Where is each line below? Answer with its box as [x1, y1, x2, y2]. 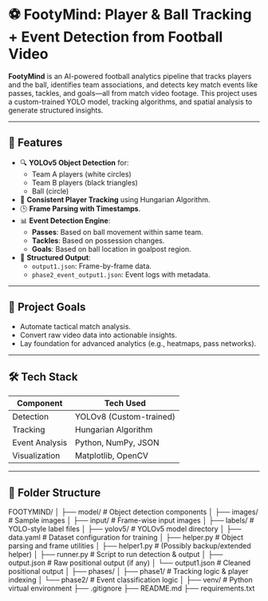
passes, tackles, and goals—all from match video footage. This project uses [8, 88, 258, 98]
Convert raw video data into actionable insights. [19, 330, 178, 340]
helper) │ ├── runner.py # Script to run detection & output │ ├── [8, 550, 223, 559]
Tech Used [104, 398, 146, 409]
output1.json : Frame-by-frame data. [31, 261, 152, 271]
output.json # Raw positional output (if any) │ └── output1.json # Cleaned [8, 558, 251, 567]
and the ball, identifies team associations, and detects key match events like [8, 80, 258, 90]
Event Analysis [12, 437, 68, 448]
